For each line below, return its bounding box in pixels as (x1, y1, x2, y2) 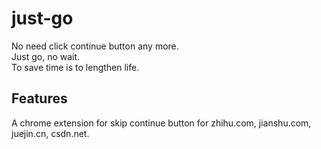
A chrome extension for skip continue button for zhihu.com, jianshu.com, (11, 117, 312, 129)
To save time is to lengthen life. (11, 61, 140, 73)
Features (11, 90, 68, 107)
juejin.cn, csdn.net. (11, 127, 90, 139)
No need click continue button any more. (11, 40, 179, 52)
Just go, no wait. (11, 50, 81, 62)
